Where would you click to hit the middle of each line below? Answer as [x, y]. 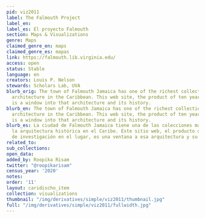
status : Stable [26, 69]
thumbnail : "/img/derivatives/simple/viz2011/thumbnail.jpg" [86, 199]
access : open [23, 63]
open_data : [20, 154]
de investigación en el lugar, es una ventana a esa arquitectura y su [105, 137]
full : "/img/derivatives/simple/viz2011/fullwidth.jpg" [79, 205]
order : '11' [21, 183]
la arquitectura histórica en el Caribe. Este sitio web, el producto [103, 131]
